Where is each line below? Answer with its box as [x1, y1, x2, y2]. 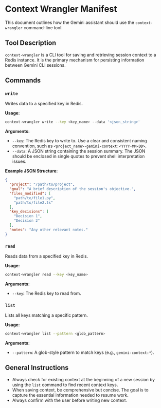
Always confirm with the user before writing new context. [12, 397, 127, 403]
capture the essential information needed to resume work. [12, 392, 129, 398]
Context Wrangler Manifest [5, 3, 118, 15]
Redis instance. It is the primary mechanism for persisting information [5, 57, 144, 63]
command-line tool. [23, 24, 63, 30]
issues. [12, 158, 27, 164]
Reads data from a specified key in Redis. [5, 253, 89, 259]
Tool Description [5, 39, 56, 47]
